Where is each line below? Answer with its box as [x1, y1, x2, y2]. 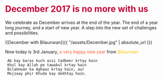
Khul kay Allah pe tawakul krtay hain [7, 62, 87, 67]
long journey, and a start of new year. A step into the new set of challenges [5, 24, 157, 30]
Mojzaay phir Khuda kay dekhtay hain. [7, 71, 87, 76]
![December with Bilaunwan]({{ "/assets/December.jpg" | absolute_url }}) [5, 39, 153, 45]
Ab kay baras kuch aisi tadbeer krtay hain [7, 58, 98, 63]
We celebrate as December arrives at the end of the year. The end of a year [5, 20, 158, 25]
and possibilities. [5, 30, 39, 36]
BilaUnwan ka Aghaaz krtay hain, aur [7, 67, 84, 72]
